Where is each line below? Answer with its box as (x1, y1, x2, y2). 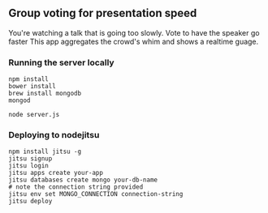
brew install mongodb (8, 89, 82, 98)
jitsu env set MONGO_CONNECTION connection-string (8, 190, 184, 198)
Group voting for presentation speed (8, 6, 197, 20)
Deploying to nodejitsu (8, 130, 100, 141)
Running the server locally (8, 57, 115, 68)
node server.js (8, 111, 60, 119)
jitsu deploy (8, 198, 53, 206)
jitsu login (8, 162, 49, 170)
